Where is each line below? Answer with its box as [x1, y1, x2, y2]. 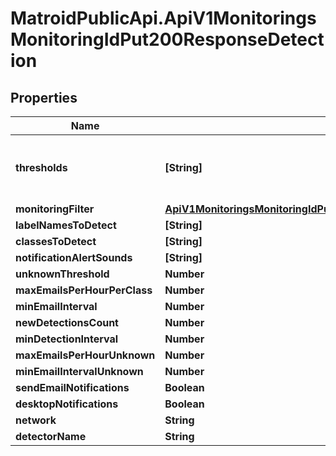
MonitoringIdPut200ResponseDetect [10, 28, 325, 51]
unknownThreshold [15, 267, 110, 281]
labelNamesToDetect [15, 218, 117, 232]
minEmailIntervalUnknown [15, 365, 144, 378]
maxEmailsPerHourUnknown [15, 348, 156, 362]
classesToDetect [15, 235, 97, 248]
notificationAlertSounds [15, 251, 133, 264]
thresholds [15, 161, 68, 174]
